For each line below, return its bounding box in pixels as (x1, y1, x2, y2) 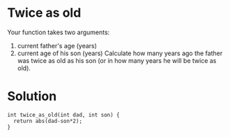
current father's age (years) (17, 41, 98, 50)
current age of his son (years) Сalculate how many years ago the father (17, 49, 223, 57)
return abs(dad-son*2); (13, 117, 82, 124)
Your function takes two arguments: (7, 28, 110, 36)
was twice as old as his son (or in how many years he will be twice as (17, 56, 217, 64)
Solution (7, 89, 57, 104)
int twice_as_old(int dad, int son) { (7, 111, 120, 118)
